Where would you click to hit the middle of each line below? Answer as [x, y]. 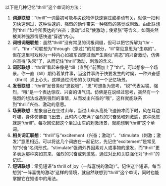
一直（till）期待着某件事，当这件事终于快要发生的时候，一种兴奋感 [93, 73]
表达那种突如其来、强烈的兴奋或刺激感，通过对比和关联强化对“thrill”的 [88, 154]
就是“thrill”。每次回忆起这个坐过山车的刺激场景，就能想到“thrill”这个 [82, 123]
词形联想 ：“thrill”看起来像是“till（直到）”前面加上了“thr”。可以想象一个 [83, 67]
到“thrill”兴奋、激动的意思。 [40, 104]
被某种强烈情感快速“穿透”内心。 [45, 36]
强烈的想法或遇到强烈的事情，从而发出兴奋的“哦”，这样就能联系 [77, 98]
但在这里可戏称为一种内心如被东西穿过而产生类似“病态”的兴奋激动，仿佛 [86, 55]
